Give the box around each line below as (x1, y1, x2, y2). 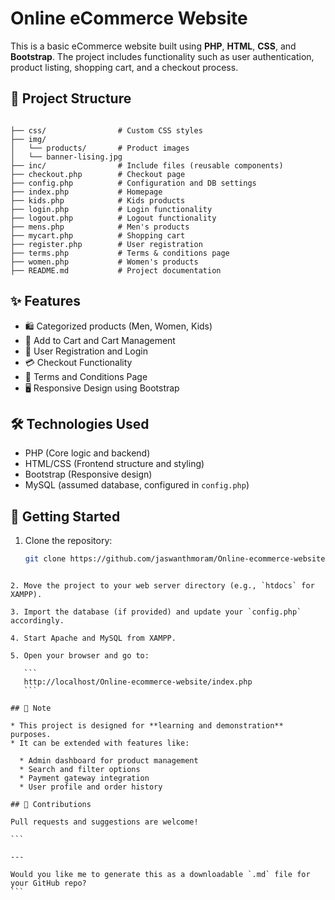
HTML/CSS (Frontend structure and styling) (24, 458, 205, 470)
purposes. (10, 730, 52, 740)
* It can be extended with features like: (10, 738, 190, 749)
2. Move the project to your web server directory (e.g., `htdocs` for (10, 581, 315, 591)
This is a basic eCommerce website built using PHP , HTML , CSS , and (10, 40, 297, 52)
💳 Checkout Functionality (24, 356, 133, 368)
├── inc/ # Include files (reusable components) (10, 160, 284, 171)
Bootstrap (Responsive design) (24, 468, 153, 481)
